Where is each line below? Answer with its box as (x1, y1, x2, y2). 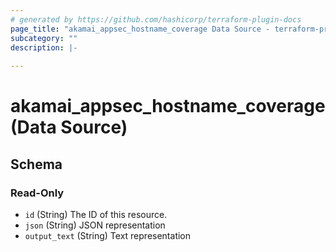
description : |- (10, 42, 78, 53)
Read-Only (10, 186, 65, 200)
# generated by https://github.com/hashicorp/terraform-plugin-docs (10, 14, 302, 25)
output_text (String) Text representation (24, 230, 192, 241)
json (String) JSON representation (24, 219, 166, 231)
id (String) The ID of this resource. (24, 209, 168, 220)
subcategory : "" (10, 33, 78, 43)
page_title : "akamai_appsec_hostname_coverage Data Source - (10, 24, 271, 34)
